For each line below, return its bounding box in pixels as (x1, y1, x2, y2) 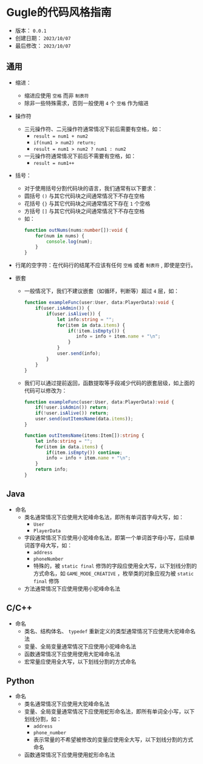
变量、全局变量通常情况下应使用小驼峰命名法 (24, 642, 137, 650)
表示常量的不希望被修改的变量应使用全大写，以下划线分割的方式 (33, 736, 193, 743)
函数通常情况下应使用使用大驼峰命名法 (24, 650, 120, 658)
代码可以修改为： (24, 387, 67, 394)
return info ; (35, 467, 69, 473)
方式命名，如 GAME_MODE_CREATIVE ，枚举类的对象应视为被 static (33, 569, 194, 577)
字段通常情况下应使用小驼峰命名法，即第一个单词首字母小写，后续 (24, 533, 190, 541)
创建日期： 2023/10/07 (15, 34, 71, 41)
